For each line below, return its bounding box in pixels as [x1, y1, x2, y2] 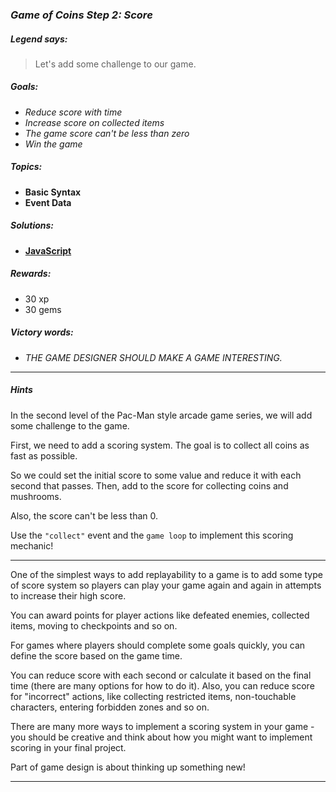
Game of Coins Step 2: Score [10, 8, 153, 22]
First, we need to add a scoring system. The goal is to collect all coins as [10, 439, 310, 451]
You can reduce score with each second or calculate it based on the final [10, 669, 312, 681]
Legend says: [10, 33, 68, 45]
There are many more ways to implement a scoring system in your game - [10, 720, 315, 732]
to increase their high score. [10, 589, 127, 602]
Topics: [10, 161, 43, 173]
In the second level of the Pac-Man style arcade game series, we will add [10, 409, 313, 421]
